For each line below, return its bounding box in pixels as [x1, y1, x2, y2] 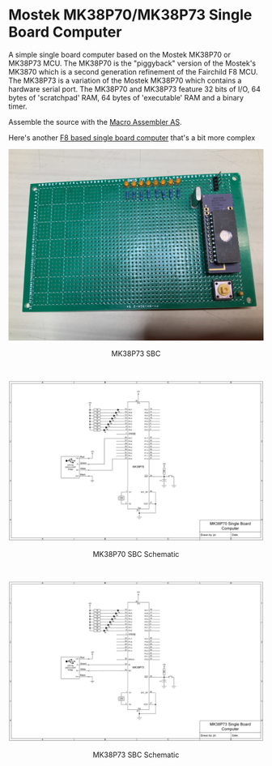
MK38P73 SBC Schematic [92, 750, 180, 760]
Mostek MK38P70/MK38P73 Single [8, 6, 253, 24]
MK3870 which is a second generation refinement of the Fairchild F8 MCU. [8, 66, 258, 76]
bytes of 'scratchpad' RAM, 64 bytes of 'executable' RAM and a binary [8, 92, 244, 102]
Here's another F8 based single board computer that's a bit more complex [8, 132, 256, 143]
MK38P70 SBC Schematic [92, 549, 180, 558]
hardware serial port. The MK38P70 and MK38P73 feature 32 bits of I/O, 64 [8, 83, 261, 94]
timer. [8, 101, 28, 111]
